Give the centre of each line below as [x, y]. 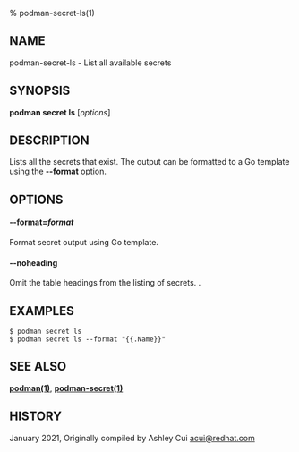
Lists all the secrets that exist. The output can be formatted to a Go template [149, 162]
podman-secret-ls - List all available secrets [90, 63]
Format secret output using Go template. [84, 243]
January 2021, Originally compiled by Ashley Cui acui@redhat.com [132, 438]
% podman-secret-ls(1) [52, 13]
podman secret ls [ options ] [60, 112]
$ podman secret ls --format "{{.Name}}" [88, 339]
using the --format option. [58, 171]
